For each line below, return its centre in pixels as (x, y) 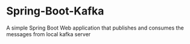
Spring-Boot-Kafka (55, 11)
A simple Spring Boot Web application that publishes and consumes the (95, 28)
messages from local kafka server (49, 34)
